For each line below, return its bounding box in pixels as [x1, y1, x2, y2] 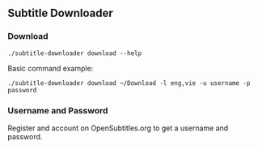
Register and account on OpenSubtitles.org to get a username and [7, 123, 229, 133]
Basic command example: [7, 63, 94, 73]
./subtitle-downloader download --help [7, 49, 142, 57]
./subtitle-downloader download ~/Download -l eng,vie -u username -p [7, 79, 251, 87]
